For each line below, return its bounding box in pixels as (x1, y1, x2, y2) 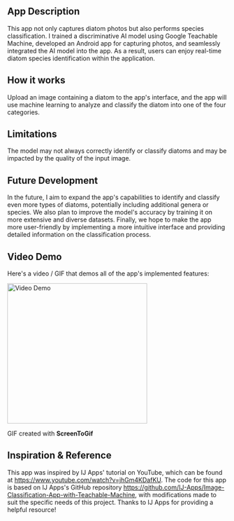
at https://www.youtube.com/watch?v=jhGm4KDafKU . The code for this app (7, 475, 227, 484)
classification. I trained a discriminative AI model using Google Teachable (7, 32, 218, 40)
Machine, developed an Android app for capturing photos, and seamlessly (7, 39, 221, 48)
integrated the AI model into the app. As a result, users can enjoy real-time (7, 46, 222, 55)
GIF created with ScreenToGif (7, 429, 94, 438)
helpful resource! (7, 505, 57, 514)
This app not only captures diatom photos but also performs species (7, 24, 205, 32)
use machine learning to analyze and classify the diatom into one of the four (7, 100, 226, 109)
